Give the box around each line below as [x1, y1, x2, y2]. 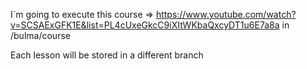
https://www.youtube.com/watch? [155, 9, 297, 20]
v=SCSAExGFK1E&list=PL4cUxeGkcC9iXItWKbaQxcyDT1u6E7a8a [10, 19, 280, 31]
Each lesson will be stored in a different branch [10, 49, 204, 61]
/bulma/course [10, 30, 71, 41]
